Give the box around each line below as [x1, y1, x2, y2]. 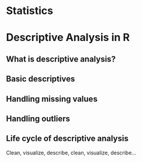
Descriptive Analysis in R [6, 31, 130, 44]
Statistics [6, 4, 54, 18]
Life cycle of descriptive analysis [6, 133, 129, 144]
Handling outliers [6, 113, 70, 123]
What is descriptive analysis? [6, 54, 116, 64]
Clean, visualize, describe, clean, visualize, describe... [6, 149, 136, 156]
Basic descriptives [6, 74, 75, 84]
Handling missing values [6, 94, 98, 104]
